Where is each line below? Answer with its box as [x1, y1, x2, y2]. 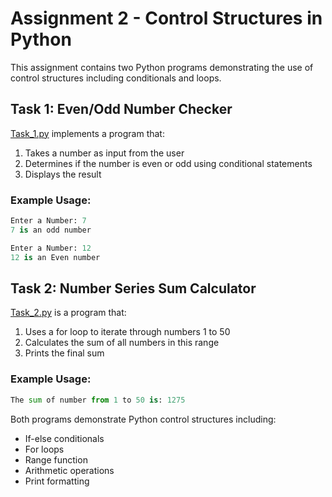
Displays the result [24, 168, 102, 180]
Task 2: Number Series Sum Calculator [10, 280, 257, 297]
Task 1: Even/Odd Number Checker [10, 101, 233, 118]
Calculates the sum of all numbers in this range [24, 337, 220, 349]
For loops [24, 443, 65, 455]
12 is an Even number [10, 252, 101, 262]
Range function [24, 453, 88, 466]
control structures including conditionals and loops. [10, 72, 222, 84]
